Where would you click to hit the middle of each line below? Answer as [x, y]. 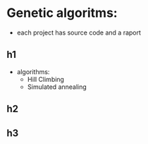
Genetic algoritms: [62, 13]
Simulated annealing [57, 87]
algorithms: [33, 71]
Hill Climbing [46, 79]
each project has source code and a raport [79, 32]
